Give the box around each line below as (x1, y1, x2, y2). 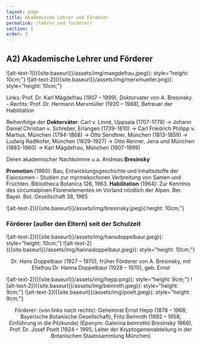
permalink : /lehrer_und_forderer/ (6, 20, 93, 26)
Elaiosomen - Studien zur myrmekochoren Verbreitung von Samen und (6, 173, 181, 181)
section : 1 (6, 25, 34, 32)
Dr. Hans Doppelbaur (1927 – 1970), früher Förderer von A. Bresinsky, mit (11, 258, 191, 265)
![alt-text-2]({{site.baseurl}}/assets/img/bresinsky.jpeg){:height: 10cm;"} (6, 204, 185, 211)
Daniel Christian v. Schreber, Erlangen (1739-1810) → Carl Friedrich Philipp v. (6, 125, 196, 132)
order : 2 (6, 31, 28, 37)
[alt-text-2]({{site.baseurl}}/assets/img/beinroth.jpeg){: (6, 282, 142, 290)
